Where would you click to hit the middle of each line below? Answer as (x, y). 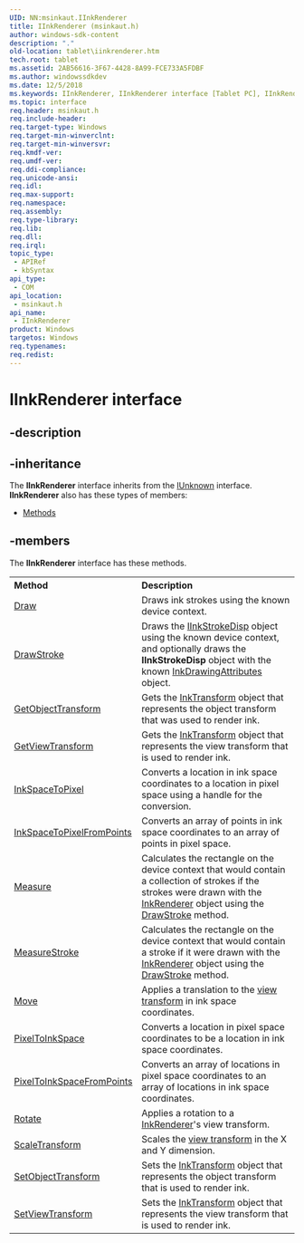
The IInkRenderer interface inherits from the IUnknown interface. (131, 486)
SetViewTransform (53, 1213)
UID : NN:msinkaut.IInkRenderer (68, 18)
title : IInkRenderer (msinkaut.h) (75, 26)
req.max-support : (42, 195)
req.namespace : (38, 203)
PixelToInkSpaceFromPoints (73, 1081)
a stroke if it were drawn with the (211, 952)
